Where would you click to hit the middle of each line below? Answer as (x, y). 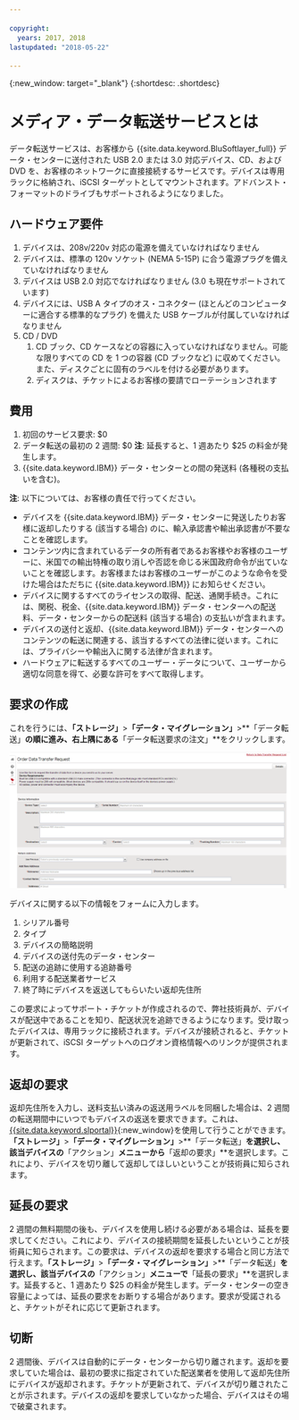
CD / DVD (40, 336)
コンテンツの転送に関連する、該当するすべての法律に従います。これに (150, 640)
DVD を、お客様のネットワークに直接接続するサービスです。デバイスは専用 (147, 171)
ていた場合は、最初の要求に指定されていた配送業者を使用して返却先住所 (157, 1373)
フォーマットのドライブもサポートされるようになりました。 (119, 193)
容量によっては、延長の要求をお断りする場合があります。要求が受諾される (145, 1296)
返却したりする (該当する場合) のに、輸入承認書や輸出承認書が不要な (164, 528)
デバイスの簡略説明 (58, 945)
